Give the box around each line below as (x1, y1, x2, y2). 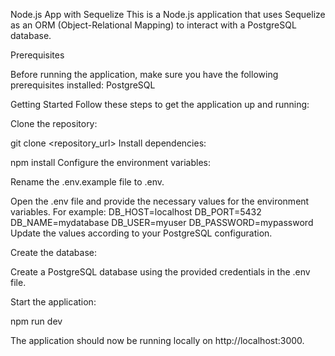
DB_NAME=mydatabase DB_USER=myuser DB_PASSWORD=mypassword (10, 217, 314, 228)
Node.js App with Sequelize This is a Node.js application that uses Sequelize (10, 9, 326, 20)
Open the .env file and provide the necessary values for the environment (10, 195, 310, 207)
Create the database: (10, 247, 98, 258)
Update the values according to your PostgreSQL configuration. (10, 227, 273, 239)
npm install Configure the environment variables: (10, 157, 212, 168)
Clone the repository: (10, 118, 98, 129)
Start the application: (10, 296, 97, 308)
